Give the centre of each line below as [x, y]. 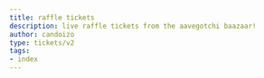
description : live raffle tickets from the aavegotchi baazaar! [133, 26]
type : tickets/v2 [42, 43]
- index [24, 59]
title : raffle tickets [52, 17]
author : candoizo [42, 34]
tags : [19, 51]
